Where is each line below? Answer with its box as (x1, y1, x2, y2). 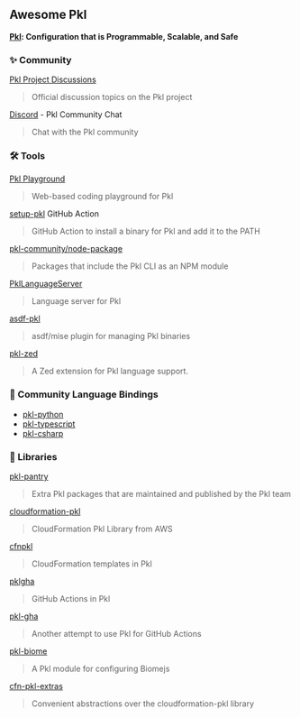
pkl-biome (9, 646, 48, 657)
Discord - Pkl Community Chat (9, 109, 123, 120)
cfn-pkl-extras (9, 681, 63, 691)
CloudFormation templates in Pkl (31, 558, 153, 569)
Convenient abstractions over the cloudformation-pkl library (31, 698, 255, 709)
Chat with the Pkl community (31, 126, 139, 138)
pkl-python (22, 409, 64, 419)
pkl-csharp (22, 428, 64, 438)
